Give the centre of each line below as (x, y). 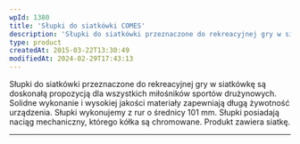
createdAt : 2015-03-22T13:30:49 (69, 51)
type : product (36, 42)
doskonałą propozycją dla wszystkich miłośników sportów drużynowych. (143, 93)
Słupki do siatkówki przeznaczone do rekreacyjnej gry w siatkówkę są (137, 84)
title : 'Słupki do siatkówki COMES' (77, 26)
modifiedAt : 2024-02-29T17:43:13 (71, 59)
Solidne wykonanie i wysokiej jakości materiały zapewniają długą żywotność (150, 103)
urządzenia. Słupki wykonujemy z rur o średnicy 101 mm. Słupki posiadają (144, 112)
